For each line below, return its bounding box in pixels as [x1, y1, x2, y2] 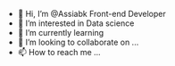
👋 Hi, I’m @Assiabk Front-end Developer [17, 9, 167, 19]
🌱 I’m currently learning [17, 28, 104, 37]
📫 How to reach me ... [17, 47, 101, 57]
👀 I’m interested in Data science [17, 18, 135, 29]
